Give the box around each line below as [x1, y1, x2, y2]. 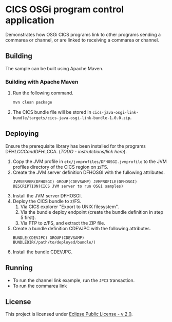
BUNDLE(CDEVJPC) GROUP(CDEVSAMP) [12, 235, 85, 240]
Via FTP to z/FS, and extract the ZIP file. [20, 219, 105, 226]
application [5, 14, 55, 26]
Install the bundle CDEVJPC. [12, 249, 73, 255]
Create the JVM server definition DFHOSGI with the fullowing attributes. [12, 169, 165, 175]
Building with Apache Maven [5, 78, 79, 85]
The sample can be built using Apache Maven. [5, 65, 104, 71]
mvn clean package [12, 100, 52, 105]
